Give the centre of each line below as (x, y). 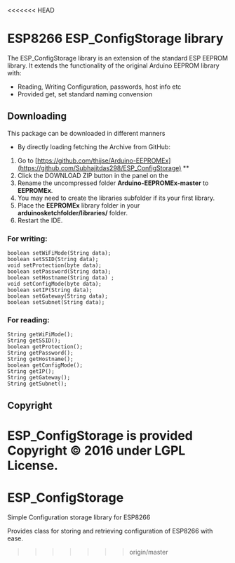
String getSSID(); (34, 341)
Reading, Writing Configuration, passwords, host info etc (99, 87)
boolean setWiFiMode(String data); (59, 253)
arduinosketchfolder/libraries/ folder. (73, 213)
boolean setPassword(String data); (59, 272)
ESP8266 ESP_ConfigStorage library (115, 39)
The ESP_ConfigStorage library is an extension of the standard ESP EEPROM (117, 58)
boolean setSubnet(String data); (56, 303)
